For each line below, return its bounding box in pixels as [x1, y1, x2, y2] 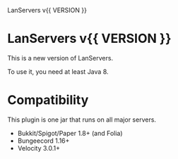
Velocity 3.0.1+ [17, 144, 61, 152]
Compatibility [7, 92, 89, 108]
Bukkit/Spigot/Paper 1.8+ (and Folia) [17, 129, 123, 137]
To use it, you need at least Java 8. [7, 67, 109, 76]
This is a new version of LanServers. [7, 53, 114, 62]
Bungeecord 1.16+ [17, 136, 70, 145]
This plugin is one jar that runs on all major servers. [7, 115, 157, 124]
